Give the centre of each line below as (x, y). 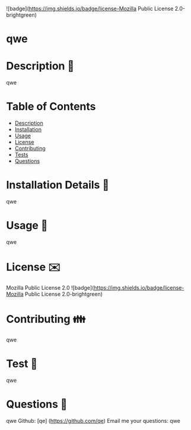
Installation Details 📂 (58, 185)
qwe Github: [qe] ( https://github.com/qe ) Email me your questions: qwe (93, 420)
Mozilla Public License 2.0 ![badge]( (50, 287)
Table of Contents (51, 107)
